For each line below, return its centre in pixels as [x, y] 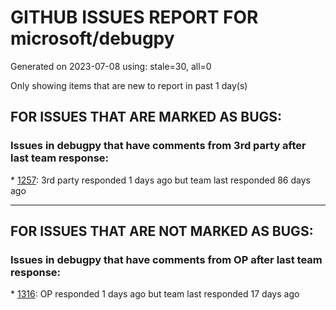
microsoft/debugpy [92, 38]
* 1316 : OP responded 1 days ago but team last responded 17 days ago [155, 294]
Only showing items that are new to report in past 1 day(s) [129, 85]
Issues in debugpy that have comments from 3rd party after [158, 146]
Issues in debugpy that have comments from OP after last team [166, 259]
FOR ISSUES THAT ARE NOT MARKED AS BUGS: [162, 231]
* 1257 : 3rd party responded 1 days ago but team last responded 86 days [160, 180]
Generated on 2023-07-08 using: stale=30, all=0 [111, 66]
